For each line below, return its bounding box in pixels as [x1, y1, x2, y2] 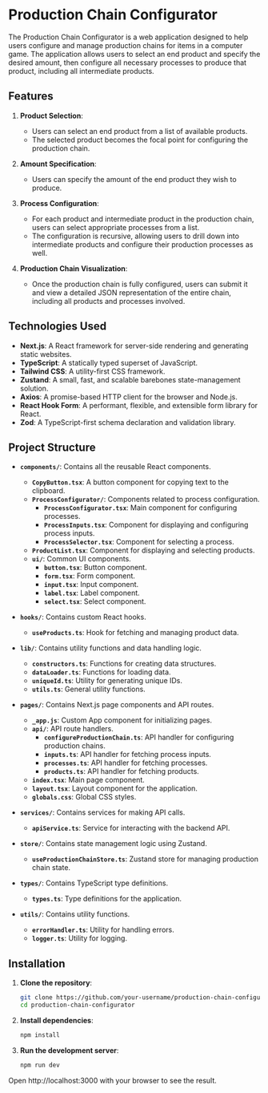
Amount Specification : [19, 159, 98, 168]
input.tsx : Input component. [43, 580, 139, 589]
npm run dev [19, 1061, 60, 1069]
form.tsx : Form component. [43, 571, 136, 581]
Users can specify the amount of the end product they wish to [31, 174, 238, 184]
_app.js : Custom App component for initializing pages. [31, 715, 212, 725]
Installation [8, 957, 66, 970]
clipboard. [31, 486, 66, 496]
